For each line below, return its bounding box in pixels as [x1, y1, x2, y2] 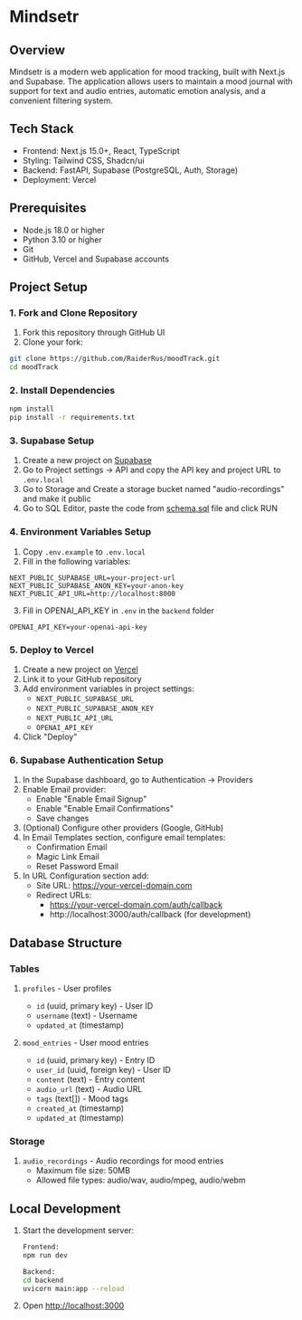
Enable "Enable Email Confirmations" [35, 803, 175, 814]
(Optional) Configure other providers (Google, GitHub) [22, 822, 224, 833]
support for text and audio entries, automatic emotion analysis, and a [9, 86, 267, 96]
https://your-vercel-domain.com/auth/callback [49, 899, 223, 910]
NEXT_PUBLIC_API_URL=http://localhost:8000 [9, 589, 176, 598]
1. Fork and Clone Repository [9, 306, 138, 318]
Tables [9, 962, 40, 974]
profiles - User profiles [22, 983, 112, 993]
